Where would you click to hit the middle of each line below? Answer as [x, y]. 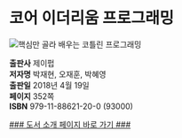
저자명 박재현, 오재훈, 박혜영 [58, 74]
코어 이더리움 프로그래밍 [92, 18]
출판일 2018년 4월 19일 [50, 85]
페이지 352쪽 [32, 96]
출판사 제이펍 [32, 63]
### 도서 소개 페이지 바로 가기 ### [70, 124]
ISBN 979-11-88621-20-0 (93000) [71, 106]
